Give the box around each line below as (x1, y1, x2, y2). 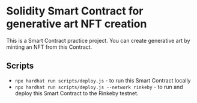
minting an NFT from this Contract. (6, 43, 92, 51)
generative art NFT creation (6, 17, 147, 31)
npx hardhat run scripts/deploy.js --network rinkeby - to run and (14, 83, 183, 90)
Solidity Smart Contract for (6, 4, 144, 18)
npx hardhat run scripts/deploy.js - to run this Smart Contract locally (14, 76, 191, 84)
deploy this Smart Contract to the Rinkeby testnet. (14, 89, 139, 97)
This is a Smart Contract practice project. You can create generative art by (6, 37, 190, 44)
